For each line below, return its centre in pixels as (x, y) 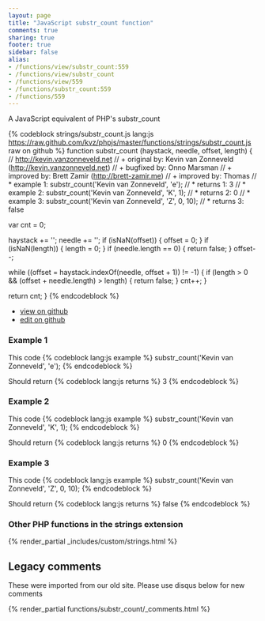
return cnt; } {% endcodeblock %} (64, 296)
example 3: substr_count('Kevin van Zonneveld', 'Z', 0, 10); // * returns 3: (126, 201)
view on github (44, 311)
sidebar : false (33, 52)
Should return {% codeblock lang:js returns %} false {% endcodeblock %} (129, 504)
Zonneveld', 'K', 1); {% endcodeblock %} (74, 427)
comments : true (33, 30)
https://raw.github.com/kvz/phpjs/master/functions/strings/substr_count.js (130, 142)
